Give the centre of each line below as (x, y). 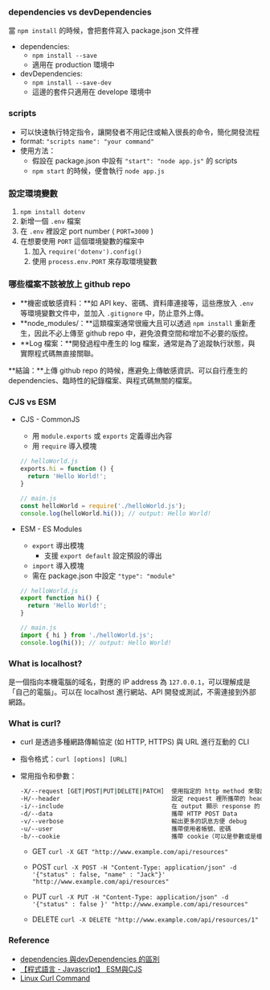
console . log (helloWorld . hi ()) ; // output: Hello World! (115, 514)
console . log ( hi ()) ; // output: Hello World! (96, 642)
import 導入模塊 (58, 565)
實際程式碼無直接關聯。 (59, 353)
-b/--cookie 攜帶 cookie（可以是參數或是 (138, 836)
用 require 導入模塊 (64, 446)
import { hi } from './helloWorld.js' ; (87, 635)
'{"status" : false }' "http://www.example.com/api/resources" (140, 905)
